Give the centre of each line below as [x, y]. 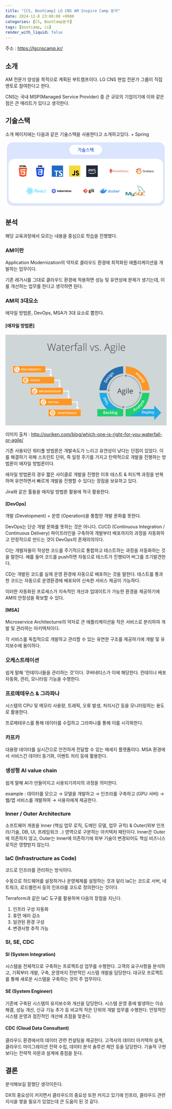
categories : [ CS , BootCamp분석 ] [39, 22]
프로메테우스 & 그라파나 [33, 694]
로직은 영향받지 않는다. [28, 844]
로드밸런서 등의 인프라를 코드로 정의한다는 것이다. [69, 887]
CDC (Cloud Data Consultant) [37, 1028]
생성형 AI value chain [31, 770]
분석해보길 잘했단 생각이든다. [34, 1084]
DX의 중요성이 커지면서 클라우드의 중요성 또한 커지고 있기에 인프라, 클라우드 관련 [85, 1095]
